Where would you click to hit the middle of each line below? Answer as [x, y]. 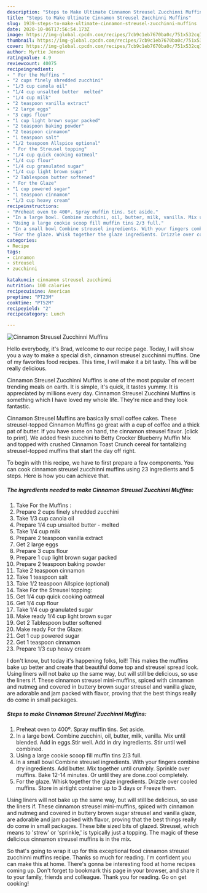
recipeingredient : [30, 69]
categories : [22, 240]
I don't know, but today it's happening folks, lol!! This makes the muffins [98, 661]
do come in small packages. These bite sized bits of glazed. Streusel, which [103, 826]
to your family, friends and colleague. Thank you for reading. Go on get [97, 877]
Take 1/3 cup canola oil [45, 519]
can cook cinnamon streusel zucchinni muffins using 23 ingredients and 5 [100, 470]
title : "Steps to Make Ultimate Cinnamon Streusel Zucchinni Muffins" [99, 18]
